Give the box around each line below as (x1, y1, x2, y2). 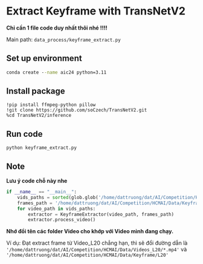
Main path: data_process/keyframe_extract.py (6, 36, 121, 43)
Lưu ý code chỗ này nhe (6, 177, 68, 184)
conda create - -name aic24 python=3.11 (6, 69, 107, 75)
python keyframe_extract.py (6, 145, 77, 151)
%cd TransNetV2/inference (6, 113, 71, 119)
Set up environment (6, 53, 83, 64)
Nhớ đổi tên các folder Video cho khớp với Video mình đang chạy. (6, 228, 174, 235)
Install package (6, 86, 65, 96)
